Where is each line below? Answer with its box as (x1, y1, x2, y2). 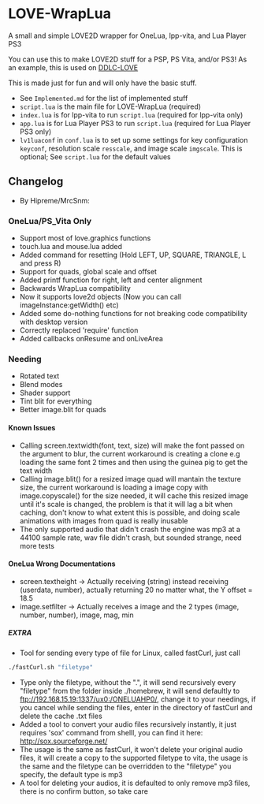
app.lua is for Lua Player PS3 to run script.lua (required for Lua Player (19, 118, 251, 128)
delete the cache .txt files (19, 711, 102, 720)
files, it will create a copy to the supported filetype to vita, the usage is (19, 753, 248, 762)
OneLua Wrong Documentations (8, 559, 116, 568)
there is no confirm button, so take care (19, 786, 148, 796)
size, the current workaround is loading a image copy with (19, 482, 209, 492)
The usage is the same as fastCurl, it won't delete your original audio (19, 744, 243, 754)
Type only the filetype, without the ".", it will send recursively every (19, 677, 236, 687)
